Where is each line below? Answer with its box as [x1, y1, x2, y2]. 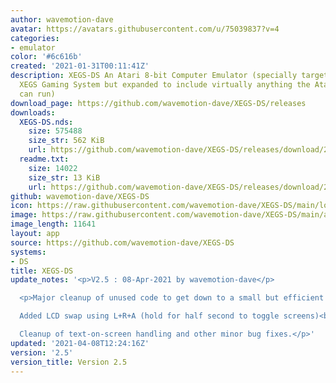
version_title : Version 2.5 [10, 357, 128, 367]
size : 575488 [28, 126, 83, 136]
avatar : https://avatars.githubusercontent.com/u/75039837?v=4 [10, 24, 280, 34]
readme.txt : [19, 154, 70, 164]
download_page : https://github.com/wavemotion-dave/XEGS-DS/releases [10, 98, 307, 108]
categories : [10, 33, 60, 43]
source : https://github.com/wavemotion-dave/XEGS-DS [10, 237, 235, 248]
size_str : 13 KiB [28, 172, 101, 183]
